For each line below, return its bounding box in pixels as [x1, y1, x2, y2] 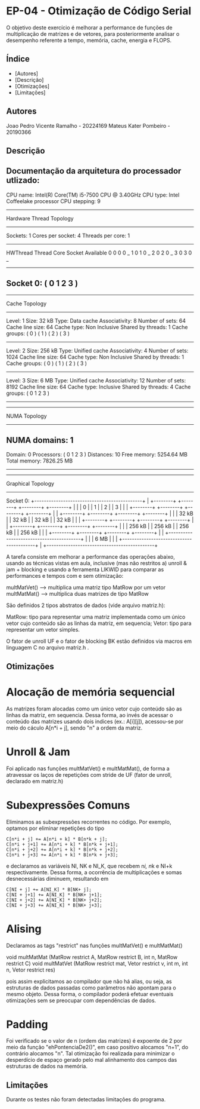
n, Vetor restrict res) [6, 966, 55, 973]
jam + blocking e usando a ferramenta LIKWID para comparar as [6, 566, 164, 573]
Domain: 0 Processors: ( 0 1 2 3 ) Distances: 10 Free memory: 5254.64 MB [6, 451, 187, 458]
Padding [6, 1018, 49, 1031]
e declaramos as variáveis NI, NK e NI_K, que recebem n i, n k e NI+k [6, 862, 173, 869]
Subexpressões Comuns [6, 798, 130, 812]
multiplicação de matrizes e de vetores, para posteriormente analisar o [6, 30, 180, 37]
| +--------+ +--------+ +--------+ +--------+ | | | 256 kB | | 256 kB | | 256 [6, 523, 189, 530]
